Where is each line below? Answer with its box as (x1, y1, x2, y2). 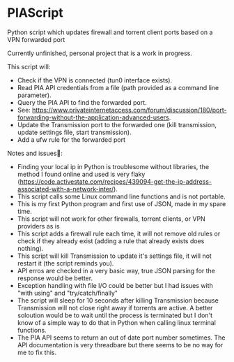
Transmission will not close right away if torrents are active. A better (17, 303, 213, 312)
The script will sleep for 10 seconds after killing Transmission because (17, 296, 219, 305)
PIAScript (7, 5, 64, 21)
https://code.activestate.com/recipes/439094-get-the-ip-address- (19, 177, 212, 186)
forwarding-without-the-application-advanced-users (17, 113, 169, 122)
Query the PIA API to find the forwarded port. (17, 98, 148, 106)
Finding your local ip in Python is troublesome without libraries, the (17, 162, 210, 171)
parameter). (17, 91, 52, 99)
